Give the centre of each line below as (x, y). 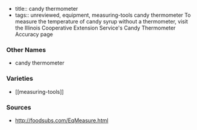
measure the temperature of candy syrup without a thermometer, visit (102, 21)
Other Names (26, 49)
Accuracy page (34, 34)
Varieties (20, 79)
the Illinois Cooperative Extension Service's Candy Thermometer (95, 28)
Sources (19, 107)
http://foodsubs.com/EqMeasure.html (61, 120)
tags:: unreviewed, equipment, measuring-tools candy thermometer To (103, 15)
